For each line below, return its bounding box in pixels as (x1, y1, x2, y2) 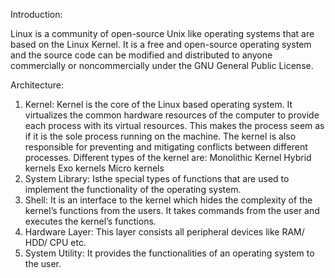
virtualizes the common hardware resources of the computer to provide (24, 109, 320, 121)
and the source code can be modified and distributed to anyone (10, 49, 273, 61)
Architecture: (10, 79, 65, 91)
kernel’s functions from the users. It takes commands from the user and (24, 205, 320, 216)
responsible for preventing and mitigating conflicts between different (24, 141, 308, 153)
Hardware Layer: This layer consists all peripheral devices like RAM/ (24, 226, 305, 238)
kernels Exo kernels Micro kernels (24, 162, 165, 174)
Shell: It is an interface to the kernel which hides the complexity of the (24, 194, 313, 206)
